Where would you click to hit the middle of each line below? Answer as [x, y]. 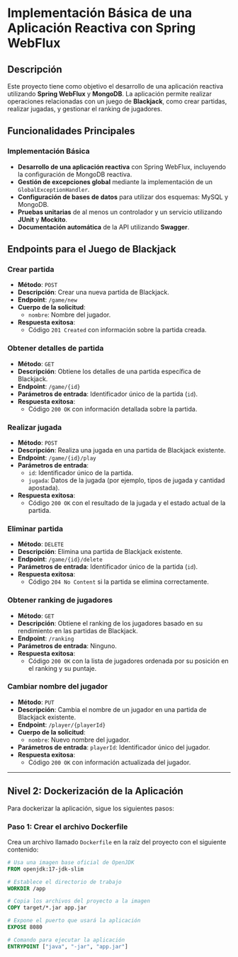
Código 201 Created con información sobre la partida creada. [117, 330]
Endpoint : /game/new [47, 300]
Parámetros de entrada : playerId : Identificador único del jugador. [114, 747]
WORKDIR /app [27, 888]
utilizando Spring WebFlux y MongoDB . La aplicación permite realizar [110, 94]
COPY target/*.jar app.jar [47, 908]
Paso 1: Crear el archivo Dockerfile [68, 827]
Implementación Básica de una [100, 13]
